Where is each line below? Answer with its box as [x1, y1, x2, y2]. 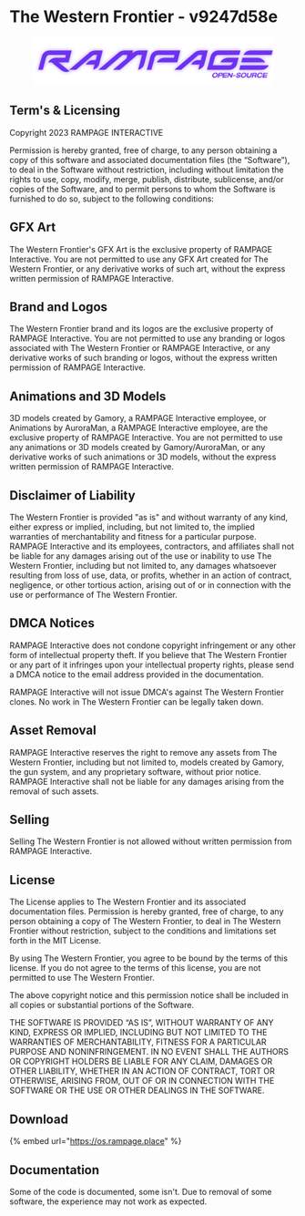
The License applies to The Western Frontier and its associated [9, 896, 247, 908]
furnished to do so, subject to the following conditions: [9, 193, 214, 204]
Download [9, 1111, 68, 1127]
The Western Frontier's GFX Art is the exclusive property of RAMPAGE [9, 243, 273, 254]
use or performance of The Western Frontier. [9, 590, 178, 601]
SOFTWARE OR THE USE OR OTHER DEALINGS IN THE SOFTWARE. [9, 1085, 265, 1096]
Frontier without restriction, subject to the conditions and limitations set [9, 925, 277, 936]
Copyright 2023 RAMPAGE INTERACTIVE [9, 127, 164, 138]
